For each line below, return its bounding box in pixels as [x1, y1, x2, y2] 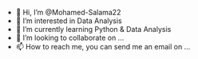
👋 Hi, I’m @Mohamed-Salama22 [15, 8, 121, 17]
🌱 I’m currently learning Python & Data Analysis [15, 25, 172, 33]
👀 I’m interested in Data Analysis [15, 16, 122, 26]
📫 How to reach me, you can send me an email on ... [15, 42, 191, 51]
